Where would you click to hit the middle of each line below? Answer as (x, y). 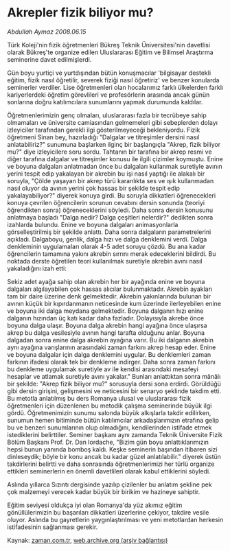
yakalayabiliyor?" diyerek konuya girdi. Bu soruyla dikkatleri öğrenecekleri (112, 195)
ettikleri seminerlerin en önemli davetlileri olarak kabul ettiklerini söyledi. (109, 471)
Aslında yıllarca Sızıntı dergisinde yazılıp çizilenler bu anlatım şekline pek (110, 484)
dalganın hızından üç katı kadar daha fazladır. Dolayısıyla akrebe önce (106, 318)
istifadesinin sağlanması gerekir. (53, 527)
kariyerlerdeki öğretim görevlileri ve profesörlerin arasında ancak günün (108, 95)
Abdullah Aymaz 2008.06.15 (47, 32)
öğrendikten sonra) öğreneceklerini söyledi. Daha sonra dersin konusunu (110, 210)
